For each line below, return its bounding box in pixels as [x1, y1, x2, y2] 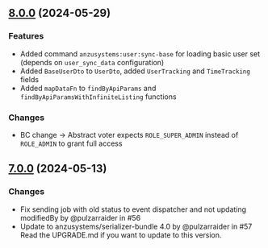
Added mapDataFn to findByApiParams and [19, 83, 157, 93]
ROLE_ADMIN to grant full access [19, 138, 123, 148]
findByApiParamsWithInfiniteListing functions [19, 92, 177, 101]
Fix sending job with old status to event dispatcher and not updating [19, 205, 247, 214]
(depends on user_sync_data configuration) [19, 57, 165, 67]
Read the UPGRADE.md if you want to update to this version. [19, 229, 222, 240]
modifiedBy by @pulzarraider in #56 [19, 213, 141, 222]
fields [19, 74, 39, 84]
